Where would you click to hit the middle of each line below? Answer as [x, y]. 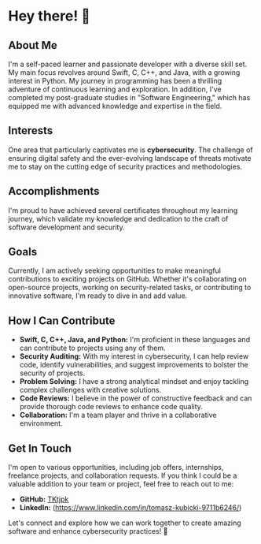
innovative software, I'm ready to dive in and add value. [98, 296]
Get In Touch [40, 448]
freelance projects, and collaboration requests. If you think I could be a [123, 475]
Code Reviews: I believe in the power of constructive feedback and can [136, 398]
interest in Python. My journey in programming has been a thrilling [115, 81]
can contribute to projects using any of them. [92, 348]
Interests [31, 130]
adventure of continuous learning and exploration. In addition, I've [115, 89]
